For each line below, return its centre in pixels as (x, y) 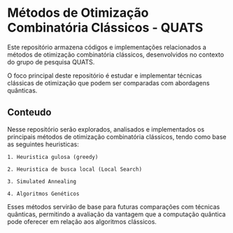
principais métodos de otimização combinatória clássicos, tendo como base (117, 136)
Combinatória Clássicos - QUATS (105, 28)
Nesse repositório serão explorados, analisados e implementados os (106, 129)
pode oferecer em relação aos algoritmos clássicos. (82, 221)
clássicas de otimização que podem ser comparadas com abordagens (108, 83)
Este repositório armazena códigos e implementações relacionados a (107, 47)
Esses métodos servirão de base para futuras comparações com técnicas (114, 206)
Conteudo (29, 112)
